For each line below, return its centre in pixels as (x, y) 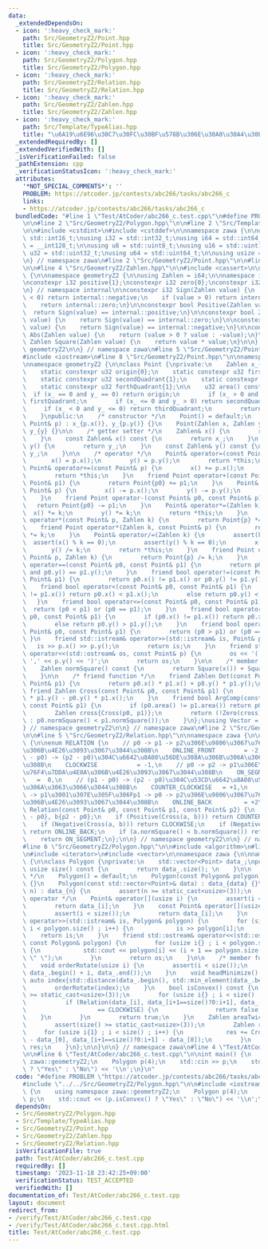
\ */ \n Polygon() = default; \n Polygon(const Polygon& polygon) (142, 876)
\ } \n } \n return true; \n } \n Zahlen (126, 1018)
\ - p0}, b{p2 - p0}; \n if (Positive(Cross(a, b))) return (128, 817)
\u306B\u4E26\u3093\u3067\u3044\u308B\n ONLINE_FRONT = (135, 750)
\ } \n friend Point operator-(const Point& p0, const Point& (137, 498)
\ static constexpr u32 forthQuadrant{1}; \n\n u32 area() (132, 387)
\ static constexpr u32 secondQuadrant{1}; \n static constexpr (141, 379)
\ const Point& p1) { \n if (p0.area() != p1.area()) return (137, 706)
